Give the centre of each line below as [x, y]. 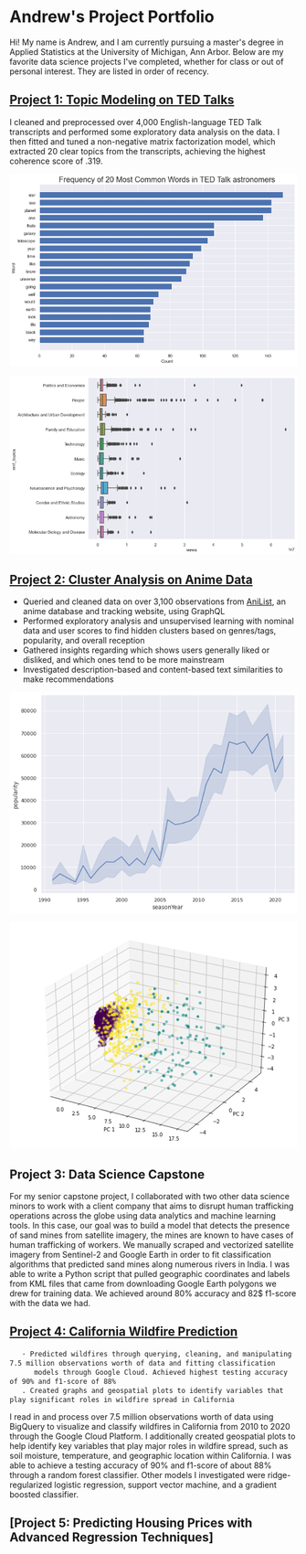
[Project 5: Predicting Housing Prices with [131, 1523]
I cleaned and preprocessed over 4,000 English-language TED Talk [136, 122]
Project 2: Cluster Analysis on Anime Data [131, 580]
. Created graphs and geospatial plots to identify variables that [153, 1390]
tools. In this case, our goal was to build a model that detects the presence [150, 1225]
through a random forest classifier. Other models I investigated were [137, 1474]
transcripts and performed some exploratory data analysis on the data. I [145, 132]
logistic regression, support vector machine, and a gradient [165, 1485]
